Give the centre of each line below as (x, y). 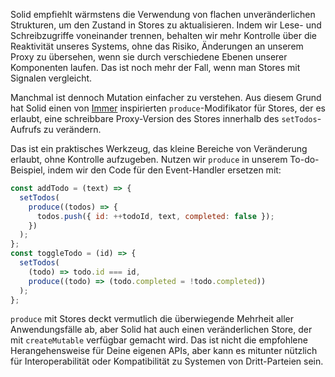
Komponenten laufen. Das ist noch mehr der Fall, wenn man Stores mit (155, 67)
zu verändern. (72, 129)
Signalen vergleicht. (51, 78)
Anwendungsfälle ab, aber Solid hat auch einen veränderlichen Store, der (161, 330)
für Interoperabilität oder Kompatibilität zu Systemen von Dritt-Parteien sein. (167, 361)
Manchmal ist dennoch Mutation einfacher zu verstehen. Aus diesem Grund (166, 97)
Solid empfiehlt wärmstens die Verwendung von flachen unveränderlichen (163, 14)
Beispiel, (28, 170)
